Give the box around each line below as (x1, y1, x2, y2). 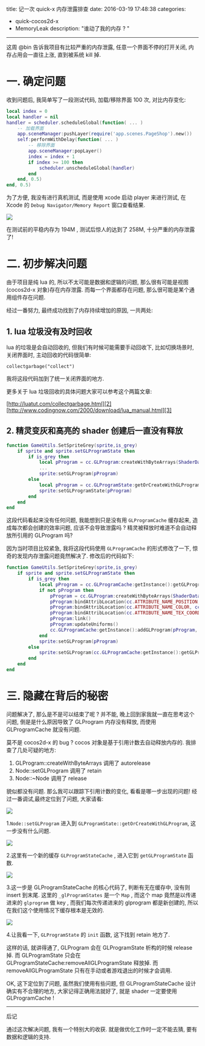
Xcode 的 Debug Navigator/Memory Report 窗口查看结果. (6, 201, 145, 209)
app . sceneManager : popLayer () (28, 148, 103, 154)
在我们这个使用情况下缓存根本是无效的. (6, 906, 105, 914)
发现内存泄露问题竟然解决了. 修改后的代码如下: (16, 552, 134, 560)
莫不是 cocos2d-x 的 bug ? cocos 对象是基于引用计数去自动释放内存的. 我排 (6, 738, 196, 746)
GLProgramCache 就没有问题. (6, 726, 81, 733)
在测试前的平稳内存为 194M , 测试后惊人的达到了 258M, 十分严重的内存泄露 (6, 226, 195, 233)
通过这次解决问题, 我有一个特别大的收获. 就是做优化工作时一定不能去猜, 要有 (6, 1025, 197, 1033)
